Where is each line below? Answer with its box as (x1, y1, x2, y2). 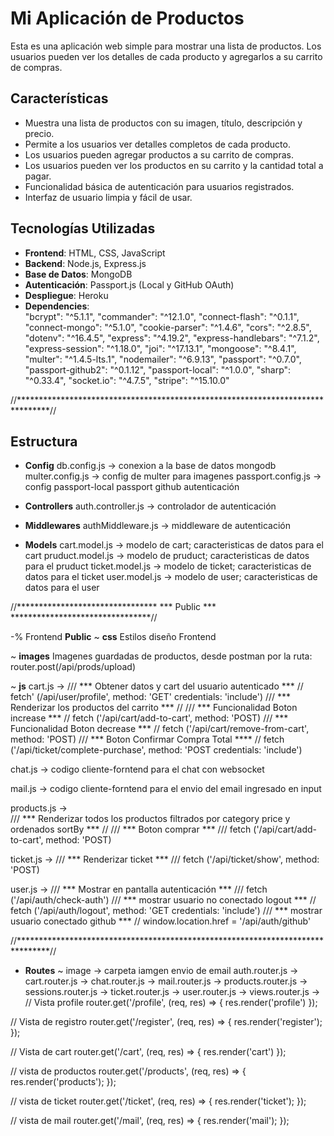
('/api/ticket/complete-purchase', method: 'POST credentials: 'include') (10, 744, 303, 756)
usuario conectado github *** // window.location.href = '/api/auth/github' (10, 915, 312, 927)
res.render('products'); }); (10, 1076, 117, 1088)
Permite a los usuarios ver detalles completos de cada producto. (24, 138, 291, 150)
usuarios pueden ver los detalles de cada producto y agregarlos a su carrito (10, 50, 323, 62)
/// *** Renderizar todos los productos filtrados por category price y (10, 813, 291, 825)
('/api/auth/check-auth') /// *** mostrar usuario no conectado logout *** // (10, 894, 317, 906)
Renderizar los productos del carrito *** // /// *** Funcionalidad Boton (10, 702, 298, 714)
